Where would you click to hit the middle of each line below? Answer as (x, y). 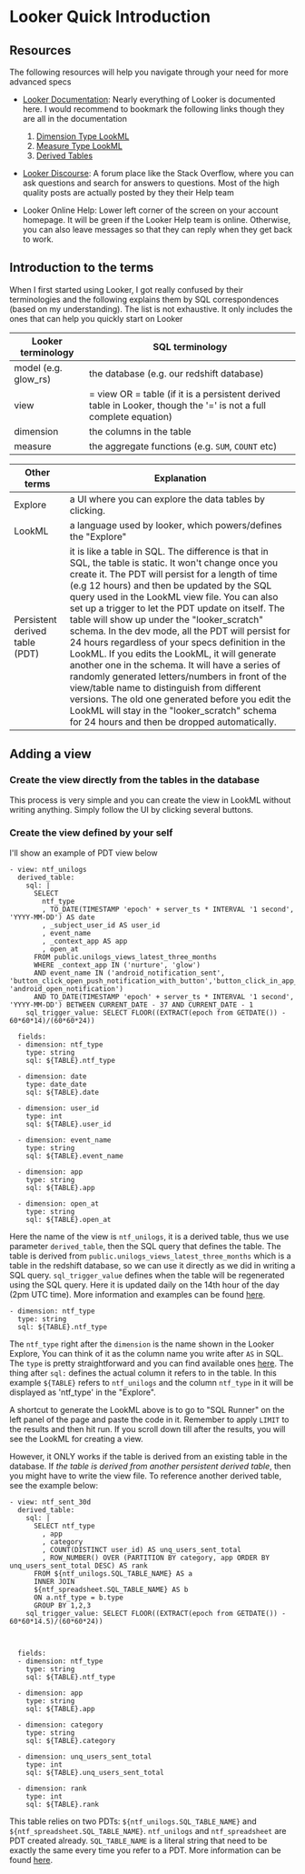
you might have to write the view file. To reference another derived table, (146, 1476)
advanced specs (40, 82)
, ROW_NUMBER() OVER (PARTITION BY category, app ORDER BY (156, 1558)
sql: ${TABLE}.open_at (69, 1219)
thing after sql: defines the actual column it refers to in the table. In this (143, 1373)
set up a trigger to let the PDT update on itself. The (177, 608)
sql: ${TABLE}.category (71, 1740)
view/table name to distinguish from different (165, 687)
